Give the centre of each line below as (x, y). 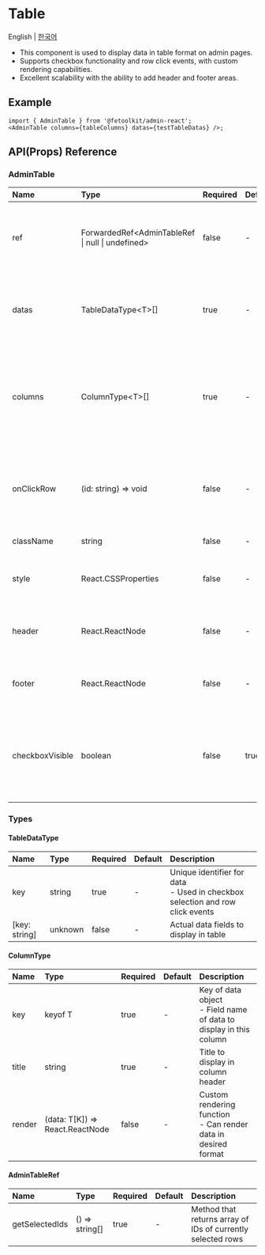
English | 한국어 (33, 36)
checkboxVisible (43, 756)
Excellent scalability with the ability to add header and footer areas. (129, 77)
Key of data (220, 989)
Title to (212, 1052)
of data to (217, 1019)
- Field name (223, 1009)
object (211, 1000)
